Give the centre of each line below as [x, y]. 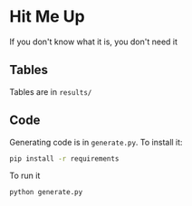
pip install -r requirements [64, 159]
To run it [25, 176]
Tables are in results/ [51, 91]
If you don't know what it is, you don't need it [94, 42]
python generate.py [46, 192]
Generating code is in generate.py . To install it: [96, 142]
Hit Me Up [47, 17]
